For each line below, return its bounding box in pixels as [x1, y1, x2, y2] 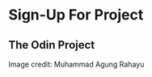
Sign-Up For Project [8, 6, 144, 24]
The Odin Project [8, 38, 95, 52]
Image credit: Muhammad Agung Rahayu [8, 59, 145, 69]
